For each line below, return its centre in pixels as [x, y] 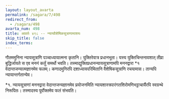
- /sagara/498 [25, 24]
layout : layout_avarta [29, 10]
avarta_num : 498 [22, 29]
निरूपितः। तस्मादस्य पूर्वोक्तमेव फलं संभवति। [41, 90]
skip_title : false [25, 39]
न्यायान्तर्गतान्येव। [19, 75]
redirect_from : [21, 19]
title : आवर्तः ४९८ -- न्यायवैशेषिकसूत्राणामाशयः [43, 34]
